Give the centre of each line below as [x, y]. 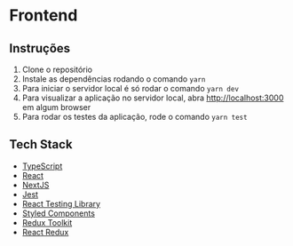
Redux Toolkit [47, 222]
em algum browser [56, 107]
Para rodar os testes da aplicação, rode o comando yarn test [135, 117]
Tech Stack [41, 144]
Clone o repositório [57, 69]
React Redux [45, 232]
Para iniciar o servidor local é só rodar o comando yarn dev [131, 88]
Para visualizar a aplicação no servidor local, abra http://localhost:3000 [153, 98]
